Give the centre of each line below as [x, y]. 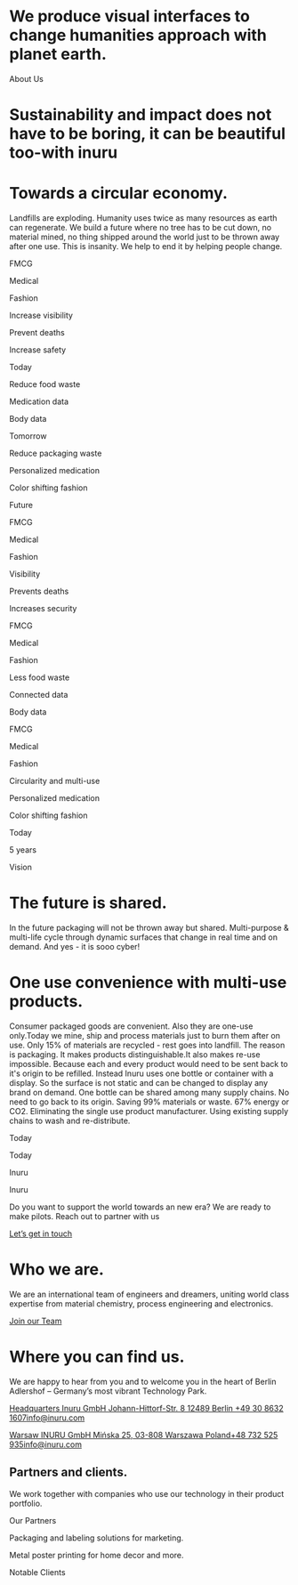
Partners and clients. [68, 1472]
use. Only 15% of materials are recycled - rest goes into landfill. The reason [147, 1045]
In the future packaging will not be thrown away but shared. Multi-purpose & [149, 928]
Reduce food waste [45, 384]
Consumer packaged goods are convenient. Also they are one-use [131, 1026]
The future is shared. [88, 903]
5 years [23, 850]
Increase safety [38, 350]
